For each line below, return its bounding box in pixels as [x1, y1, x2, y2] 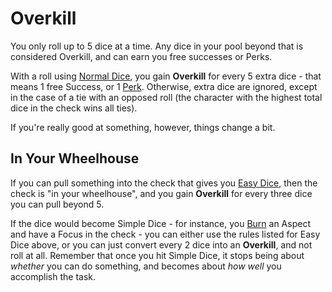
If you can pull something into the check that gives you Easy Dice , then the [10, 177, 318, 189]
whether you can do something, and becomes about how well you [10, 260, 282, 272]
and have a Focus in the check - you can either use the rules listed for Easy [10, 228, 321, 240]
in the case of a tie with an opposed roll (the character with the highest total [10, 91, 323, 103]
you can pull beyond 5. [10, 198, 105, 210]
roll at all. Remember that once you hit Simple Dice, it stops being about [10, 249, 305, 261]
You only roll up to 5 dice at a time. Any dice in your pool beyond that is [10, 40, 304, 52]
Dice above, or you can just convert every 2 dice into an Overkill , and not [10, 238, 313, 251]
